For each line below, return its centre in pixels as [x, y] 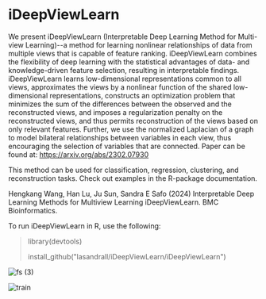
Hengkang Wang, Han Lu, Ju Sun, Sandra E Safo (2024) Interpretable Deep [131, 194]
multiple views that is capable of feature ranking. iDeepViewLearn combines [133, 53]
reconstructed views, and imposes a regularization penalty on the [116, 112]
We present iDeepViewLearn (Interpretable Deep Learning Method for [122, 36]
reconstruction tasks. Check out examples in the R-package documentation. [133, 178]
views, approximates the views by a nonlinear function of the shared [120, 87]
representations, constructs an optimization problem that [143, 95]
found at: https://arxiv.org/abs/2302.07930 [79, 154]
